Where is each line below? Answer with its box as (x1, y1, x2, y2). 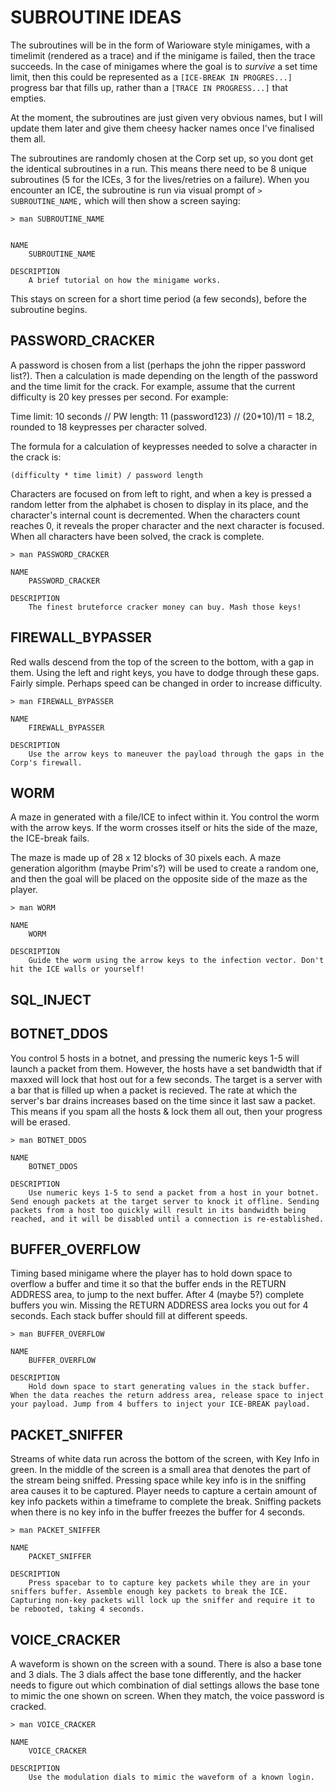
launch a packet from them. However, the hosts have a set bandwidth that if (10, 1062, 323, 1075)
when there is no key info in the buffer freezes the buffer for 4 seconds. (10, 1506, 306, 1518)
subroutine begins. (10, 303, 88, 315)
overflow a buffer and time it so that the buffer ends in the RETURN (10, 1278, 287, 1290)
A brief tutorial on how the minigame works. (28, 275, 222, 285)
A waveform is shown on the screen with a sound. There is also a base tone (10, 1658, 322, 1670)
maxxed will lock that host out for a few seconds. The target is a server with (10, 1073, 323, 1085)
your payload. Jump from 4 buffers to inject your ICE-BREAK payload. (10, 1399, 311, 1410)
